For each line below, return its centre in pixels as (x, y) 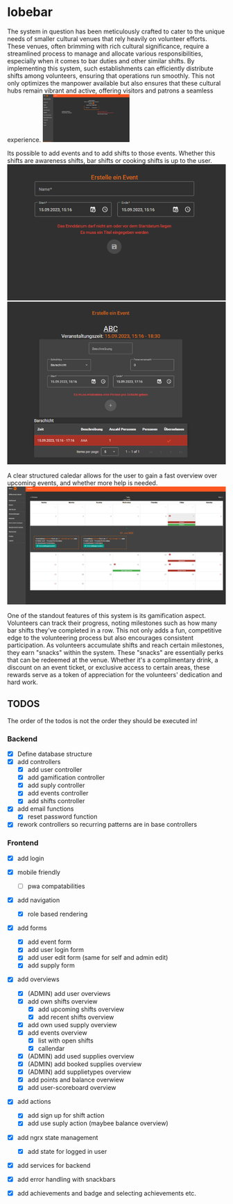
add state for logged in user (67, 1151)
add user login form (56, 950)
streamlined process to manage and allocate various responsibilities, (105, 54)
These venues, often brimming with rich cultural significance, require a (108, 46)
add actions (34, 1102)
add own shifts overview (62, 1001)
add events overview (58, 1032)
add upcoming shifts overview (81, 1009)
